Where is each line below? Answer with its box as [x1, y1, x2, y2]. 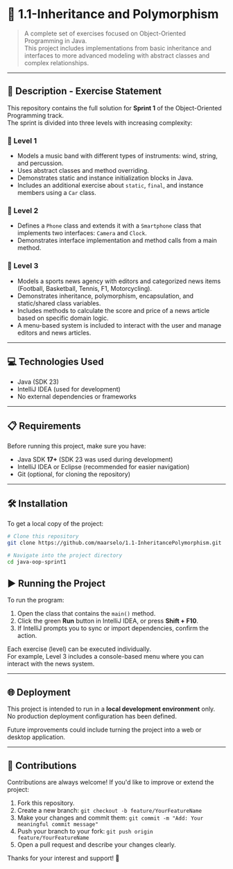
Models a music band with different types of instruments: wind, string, [17, 152, 218, 160]
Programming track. [7, 111, 64, 119]
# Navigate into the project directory [7, 552, 123, 559]
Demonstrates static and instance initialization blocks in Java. [17, 174, 193, 183]
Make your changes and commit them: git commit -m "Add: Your [17, 813, 204, 822]
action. [17, 632, 37, 640]
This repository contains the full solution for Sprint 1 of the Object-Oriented [7, 103, 222, 112]
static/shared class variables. [17, 298, 101, 307]
